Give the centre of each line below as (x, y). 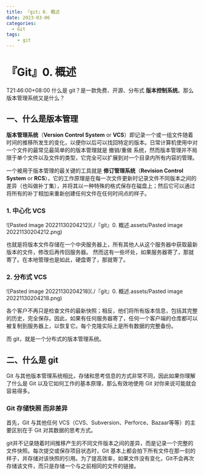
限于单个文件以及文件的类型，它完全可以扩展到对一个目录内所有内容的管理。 (102, 157)
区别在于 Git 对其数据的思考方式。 (54, 431)
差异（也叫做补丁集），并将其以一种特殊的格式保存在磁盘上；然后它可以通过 (101, 186)
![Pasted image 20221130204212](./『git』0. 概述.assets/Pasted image (95, 225)
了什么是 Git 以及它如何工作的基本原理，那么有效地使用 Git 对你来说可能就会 (101, 384)
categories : (21, 23)
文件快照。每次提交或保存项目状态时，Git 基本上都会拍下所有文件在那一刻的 (101, 451)
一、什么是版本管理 (42, 119)
